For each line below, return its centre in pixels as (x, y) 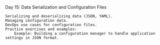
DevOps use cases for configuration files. (51, 25)
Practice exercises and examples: (41, 29)
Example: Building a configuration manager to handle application (85, 34)
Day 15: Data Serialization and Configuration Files (56, 7)
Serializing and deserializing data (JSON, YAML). (59, 16)
